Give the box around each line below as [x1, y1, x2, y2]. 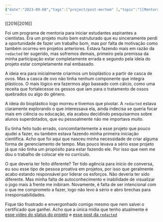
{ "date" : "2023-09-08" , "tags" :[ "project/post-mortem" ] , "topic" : [5, 7, 138, 12]
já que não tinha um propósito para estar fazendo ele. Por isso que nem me [5, 146, 156, 152]
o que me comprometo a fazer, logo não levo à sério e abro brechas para [5, 186, 151, 192]
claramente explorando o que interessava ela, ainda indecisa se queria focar [5, 106, 158, 111]
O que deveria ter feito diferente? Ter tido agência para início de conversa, [5, 161, 154, 166]
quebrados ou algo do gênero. [5, 91, 66, 97]
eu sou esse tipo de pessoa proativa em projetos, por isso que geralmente [5, 166, 154, 172]
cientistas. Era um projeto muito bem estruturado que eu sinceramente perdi [5, 35, 158, 41]
